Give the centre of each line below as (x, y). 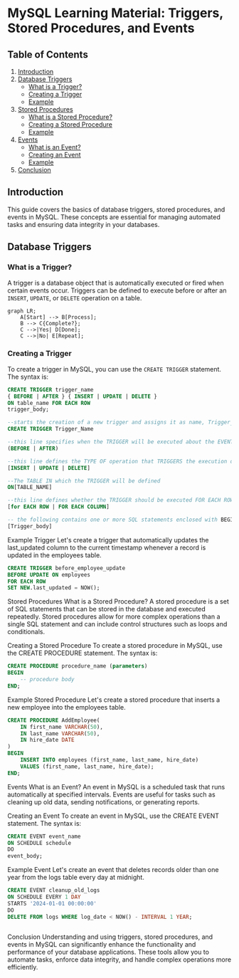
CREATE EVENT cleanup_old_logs (54, 890)
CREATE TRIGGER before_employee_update (67, 568)
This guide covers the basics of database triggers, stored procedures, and (116, 209)
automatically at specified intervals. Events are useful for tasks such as (111, 794)
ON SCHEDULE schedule (39, 843)
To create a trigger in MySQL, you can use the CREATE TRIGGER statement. (115, 369)
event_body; (25, 856)
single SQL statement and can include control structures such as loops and (117, 624)
